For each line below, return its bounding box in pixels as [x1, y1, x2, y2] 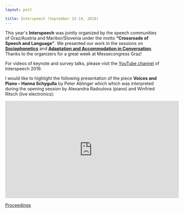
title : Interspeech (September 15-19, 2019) [5, 16, 99, 21]
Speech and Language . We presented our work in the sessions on [5, 40, 143, 46]
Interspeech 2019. [5, 65, 42, 72]
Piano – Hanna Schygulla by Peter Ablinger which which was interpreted [5, 80, 154, 86]
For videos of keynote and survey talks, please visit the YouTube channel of [5, 60, 160, 66]
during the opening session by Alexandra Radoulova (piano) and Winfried [5, 85, 155, 91]
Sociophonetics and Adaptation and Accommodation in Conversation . [5, 45, 153, 51]
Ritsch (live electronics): [5, 91, 55, 97]
